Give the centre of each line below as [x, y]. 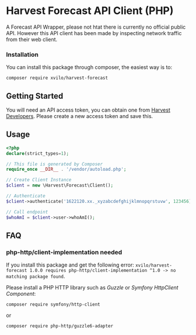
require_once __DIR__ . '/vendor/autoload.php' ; [66, 170]
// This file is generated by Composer [55, 164]
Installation [22, 54]
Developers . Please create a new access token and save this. [80, 116]
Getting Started [35, 96]
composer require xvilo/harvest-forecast [57, 78]
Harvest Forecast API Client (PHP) [90, 11]
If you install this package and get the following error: [70, 265]
